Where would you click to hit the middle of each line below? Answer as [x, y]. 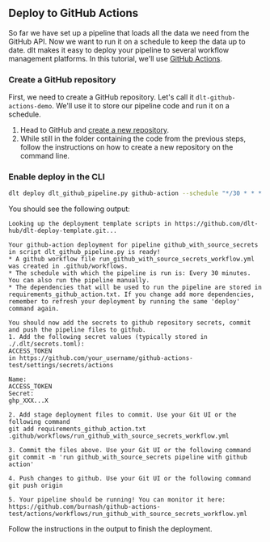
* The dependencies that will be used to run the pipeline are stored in [135, 288]
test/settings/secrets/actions [61, 366]
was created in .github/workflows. [68, 266]
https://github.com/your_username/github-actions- [106, 358]
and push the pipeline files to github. [78, 330]
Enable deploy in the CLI [57, 177]
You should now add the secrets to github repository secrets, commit [130, 323]
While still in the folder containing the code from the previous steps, [133, 139]
